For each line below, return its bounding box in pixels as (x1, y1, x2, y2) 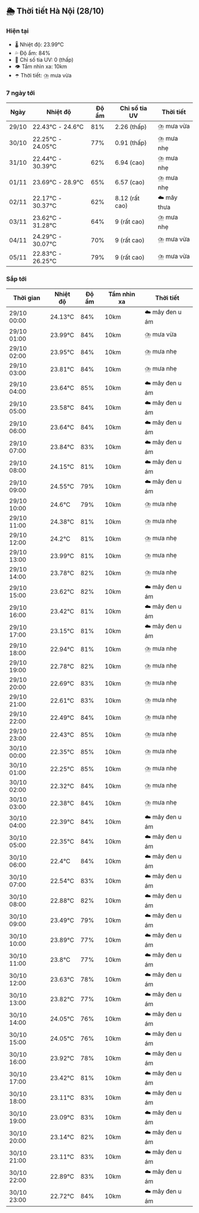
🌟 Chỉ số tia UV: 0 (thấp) (14, 56, 74, 63)
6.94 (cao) (114, 158, 145, 167)
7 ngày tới (6, 89, 36, 97)
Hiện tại (6, 27, 29, 35)
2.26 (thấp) (114, 123, 147, 131)
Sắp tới (6, 274, 27, 283)
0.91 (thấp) (114, 139, 147, 147)
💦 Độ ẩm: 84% (14, 49, 51, 57)
